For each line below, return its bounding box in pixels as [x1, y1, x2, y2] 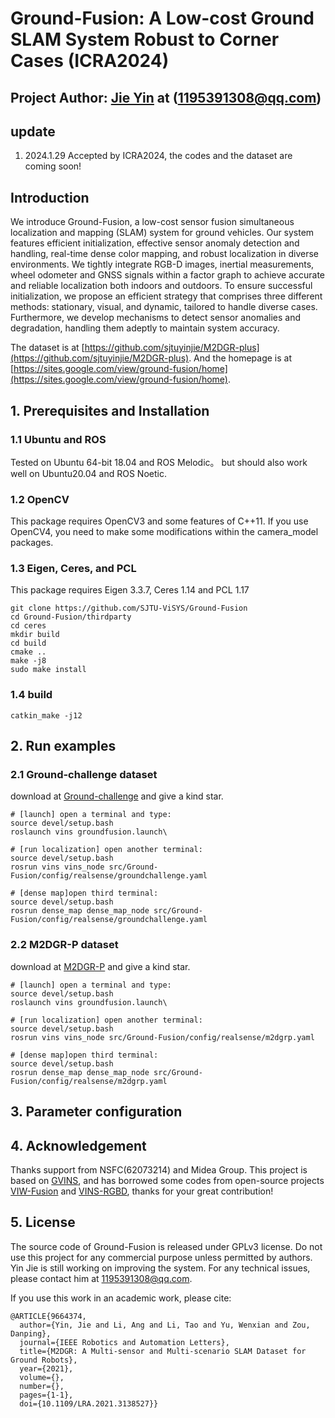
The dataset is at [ [10, 342, 85, 354]
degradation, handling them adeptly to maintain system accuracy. [10, 322, 280, 334]
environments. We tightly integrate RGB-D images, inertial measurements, [10, 258, 315, 271]
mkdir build [10, 630, 60, 640]
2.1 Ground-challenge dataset [10, 768, 158, 782]
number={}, [19, 1381, 65, 1391]
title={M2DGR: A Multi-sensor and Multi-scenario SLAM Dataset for [19, 1346, 307, 1356]
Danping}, [10, 1328, 52, 1339]
